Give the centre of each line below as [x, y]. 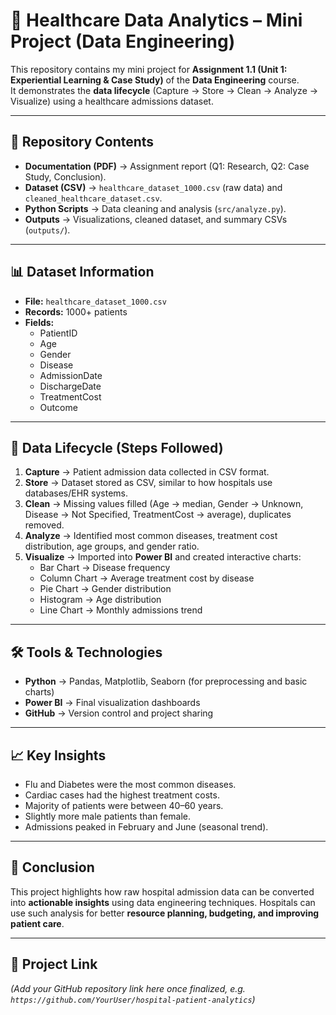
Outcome [58, 407]
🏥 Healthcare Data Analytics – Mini [156, 20]
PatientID [58, 333]
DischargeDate [70, 386]
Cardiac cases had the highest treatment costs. [122, 795]
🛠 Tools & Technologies [86, 652]
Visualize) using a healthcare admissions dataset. [112, 101]
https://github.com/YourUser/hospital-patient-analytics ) [133, 999]
